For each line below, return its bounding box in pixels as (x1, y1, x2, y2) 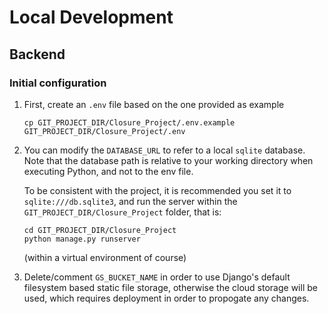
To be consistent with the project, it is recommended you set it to (23, 184, 292, 196)
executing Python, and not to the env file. (23, 165, 194, 177)
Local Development (9, 6, 174, 29)
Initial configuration (9, 76, 107, 90)
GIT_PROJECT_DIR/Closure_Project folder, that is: (23, 206, 222, 218)
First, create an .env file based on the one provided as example (23, 98, 285, 110)
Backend (9, 46, 66, 63)
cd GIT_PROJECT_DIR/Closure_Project (23, 225, 177, 235)
